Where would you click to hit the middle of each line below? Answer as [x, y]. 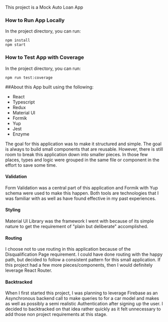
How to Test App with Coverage [45, 57]
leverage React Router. [29, 270]
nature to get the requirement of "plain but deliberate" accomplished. [77, 226]
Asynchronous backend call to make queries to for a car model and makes [82, 298]
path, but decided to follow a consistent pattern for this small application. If [83, 260]
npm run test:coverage [29, 77]
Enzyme [21, 134]
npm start [16, 45]
